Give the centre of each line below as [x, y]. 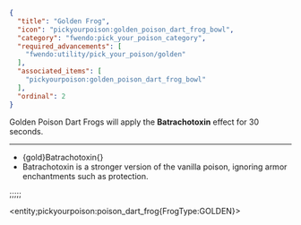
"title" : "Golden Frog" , [64, 21]
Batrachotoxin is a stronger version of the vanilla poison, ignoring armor [155, 167]
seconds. [26, 131]
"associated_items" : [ [60, 72]
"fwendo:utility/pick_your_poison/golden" [106, 55]
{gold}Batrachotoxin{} [63, 157]
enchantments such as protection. [86, 176]
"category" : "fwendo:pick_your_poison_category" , [112, 38]
